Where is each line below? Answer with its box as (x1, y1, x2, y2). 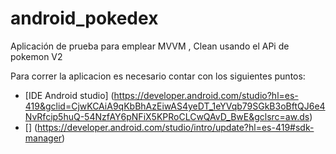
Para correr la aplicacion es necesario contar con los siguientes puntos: (10, 70, 306, 82)
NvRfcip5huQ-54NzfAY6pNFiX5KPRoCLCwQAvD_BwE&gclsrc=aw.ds (24, 110, 310, 122)
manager (24, 132, 63, 144)
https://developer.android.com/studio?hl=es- (113, 89, 299, 101)
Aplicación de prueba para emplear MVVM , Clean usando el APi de (10, 40, 290, 52)
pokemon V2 (10, 50, 63, 62)
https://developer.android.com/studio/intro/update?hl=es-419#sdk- (37, 121, 315, 133)
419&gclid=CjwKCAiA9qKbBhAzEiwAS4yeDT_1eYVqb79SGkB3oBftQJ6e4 (24, 100, 326, 112)
